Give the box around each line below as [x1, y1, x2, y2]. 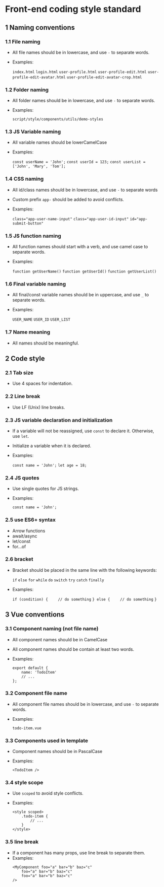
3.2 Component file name [5, 690, 68, 697]
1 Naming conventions [5, 23, 75, 32]
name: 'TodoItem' [21, 670, 57, 675]
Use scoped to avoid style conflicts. [12, 790, 84, 796]
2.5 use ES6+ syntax [5, 516, 56, 523]
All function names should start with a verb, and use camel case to [12, 244, 148, 250]
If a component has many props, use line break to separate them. [12, 850, 145, 856]
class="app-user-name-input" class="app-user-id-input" [12, 216, 129, 221]
